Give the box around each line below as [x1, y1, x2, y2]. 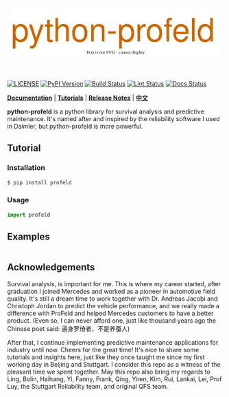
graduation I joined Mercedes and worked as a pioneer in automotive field [7, 287, 216, 295]
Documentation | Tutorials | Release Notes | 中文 [7, 94, 149, 102]
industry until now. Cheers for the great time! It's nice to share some [7, 345, 200, 354]
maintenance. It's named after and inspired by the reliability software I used [7, 115, 220, 123]
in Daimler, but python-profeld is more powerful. [7, 122, 143, 131]
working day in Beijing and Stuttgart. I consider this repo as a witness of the [7, 360, 221, 368]
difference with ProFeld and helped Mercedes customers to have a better [7, 309, 214, 317]
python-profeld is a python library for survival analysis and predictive [7, 107, 204, 116]
